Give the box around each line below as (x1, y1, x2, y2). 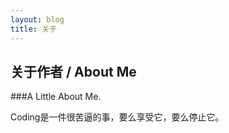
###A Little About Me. (10, 91, 102, 103)
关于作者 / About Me (10, 63, 137, 80)
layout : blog (10, 14, 65, 25)
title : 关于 (10, 24, 57, 34)
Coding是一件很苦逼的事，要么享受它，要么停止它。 (10, 111, 225, 123)
